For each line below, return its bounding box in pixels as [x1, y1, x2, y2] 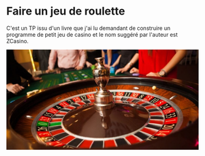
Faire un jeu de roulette [6, 4, 125, 18]
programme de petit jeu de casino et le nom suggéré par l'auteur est [6, 30, 178, 38]
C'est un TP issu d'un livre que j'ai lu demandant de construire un [6, 24, 171, 32]
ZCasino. [6, 37, 29, 44]
